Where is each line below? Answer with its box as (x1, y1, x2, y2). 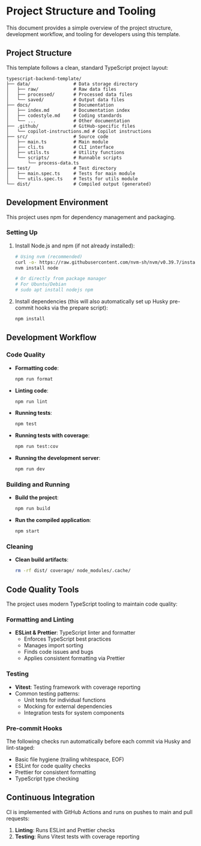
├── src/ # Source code (6, 134, 109, 140)
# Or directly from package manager (14, 276, 107, 282)
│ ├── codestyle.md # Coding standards (6, 113, 122, 119)
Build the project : (14, 494, 59, 501)
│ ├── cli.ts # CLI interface (6, 144, 114, 150)
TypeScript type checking (14, 775, 79, 782)
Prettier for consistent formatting (14, 768, 96, 776)
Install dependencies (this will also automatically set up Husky (14, 298, 169, 305)
